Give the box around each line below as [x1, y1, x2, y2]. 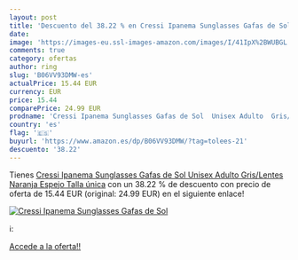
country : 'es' [9, 121, 62, 130]
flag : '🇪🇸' [9, 129, 53, 138]
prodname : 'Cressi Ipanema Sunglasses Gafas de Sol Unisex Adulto [9, 112, 264, 121]
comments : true [9, 46, 66, 55]
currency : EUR [9, 87, 62, 96]
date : [9, 29, 29, 38]
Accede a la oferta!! [9, 240, 82, 251]
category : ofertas [9, 54, 77, 63]
